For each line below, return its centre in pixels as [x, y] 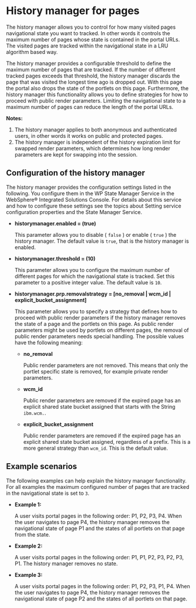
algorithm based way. [32, 52]
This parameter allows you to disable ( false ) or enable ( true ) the [95, 235]
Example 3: [28, 575]
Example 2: [28, 546]
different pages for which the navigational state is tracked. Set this [94, 276]
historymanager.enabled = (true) [55, 223]
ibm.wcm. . [35, 413]
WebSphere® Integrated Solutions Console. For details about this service [94, 199]
